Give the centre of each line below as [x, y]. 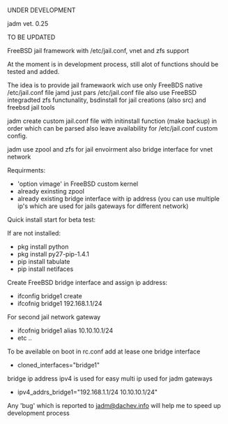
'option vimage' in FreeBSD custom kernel [77, 184]
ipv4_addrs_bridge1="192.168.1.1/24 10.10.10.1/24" [88, 392]
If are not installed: [34, 233]
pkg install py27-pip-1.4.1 [53, 254]
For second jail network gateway [54, 317]
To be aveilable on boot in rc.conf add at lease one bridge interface [104, 351]
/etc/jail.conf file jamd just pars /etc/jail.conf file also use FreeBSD [102, 93]
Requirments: [26, 170]
